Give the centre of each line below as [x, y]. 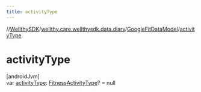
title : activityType [32, 12]
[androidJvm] [23, 76]
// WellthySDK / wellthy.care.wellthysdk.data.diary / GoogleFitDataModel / [93, 29]
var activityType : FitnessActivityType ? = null [61, 82]
